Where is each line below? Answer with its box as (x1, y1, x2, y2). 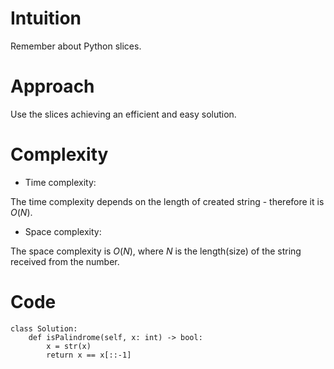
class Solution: (10, 323, 78, 334)
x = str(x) (46, 341, 92, 351)
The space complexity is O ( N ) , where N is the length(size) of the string (10, 245, 302, 257)
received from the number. (10, 255, 120, 267)
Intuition (10, 7, 82, 30)
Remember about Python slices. (10, 40, 142, 52)
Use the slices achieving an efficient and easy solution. (10, 108, 237, 120)
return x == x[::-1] (46, 350, 132, 360)
